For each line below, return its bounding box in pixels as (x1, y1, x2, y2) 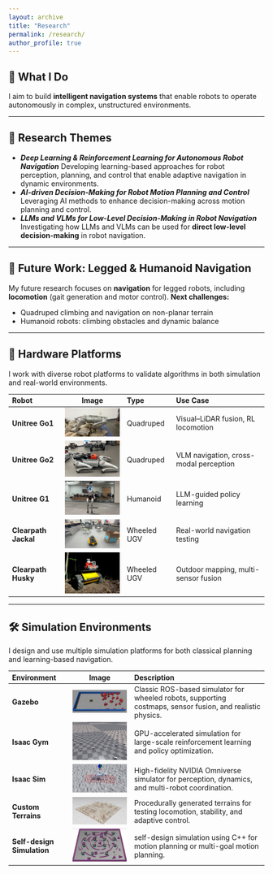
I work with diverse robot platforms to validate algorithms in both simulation (8, 369, 262, 379)
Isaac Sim (11, 774, 46, 784)
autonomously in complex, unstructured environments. (8, 100, 192, 110)
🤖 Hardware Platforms (8, 348, 122, 361)
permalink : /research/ (8, 30, 85, 38)
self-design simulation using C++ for (133, 833, 258, 842)
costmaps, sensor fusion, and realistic (133, 701, 262, 711)
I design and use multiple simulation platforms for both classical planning (8, 646, 253, 655)
